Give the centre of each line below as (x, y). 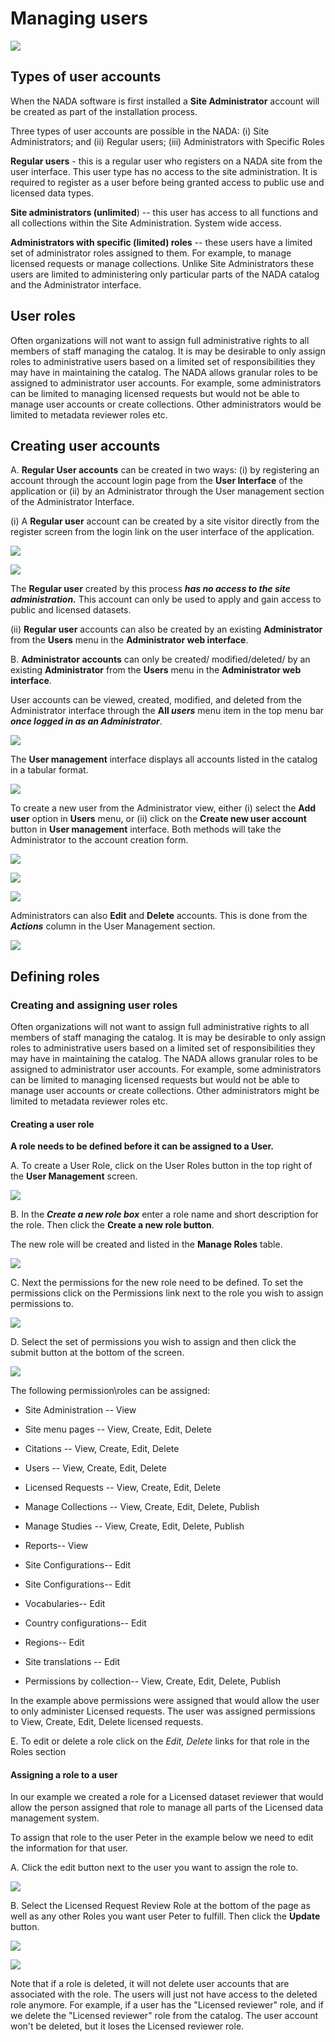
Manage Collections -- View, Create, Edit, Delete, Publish (142, 1507)
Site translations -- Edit (72, 1662)
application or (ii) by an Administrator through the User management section (167, 491)
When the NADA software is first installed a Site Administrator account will (165, 101)
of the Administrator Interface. (72, 502)
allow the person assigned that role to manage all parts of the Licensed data (167, 1808)
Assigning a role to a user (64, 1774)
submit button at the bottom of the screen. (97, 1353)
